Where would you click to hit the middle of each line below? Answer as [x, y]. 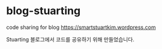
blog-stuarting [43, 11]
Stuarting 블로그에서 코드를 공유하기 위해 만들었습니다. [70, 39]
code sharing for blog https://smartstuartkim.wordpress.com [81, 27]
